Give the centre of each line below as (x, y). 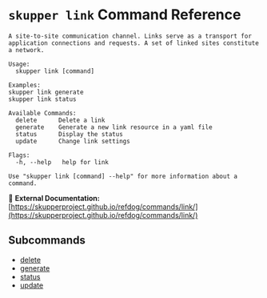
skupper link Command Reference (125, 15)
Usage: (19, 64)
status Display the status (70, 134)
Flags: (19, 155)
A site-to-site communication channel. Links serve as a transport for (130, 36)
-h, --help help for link (62, 162)
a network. (26, 50)
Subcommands (47, 241)
